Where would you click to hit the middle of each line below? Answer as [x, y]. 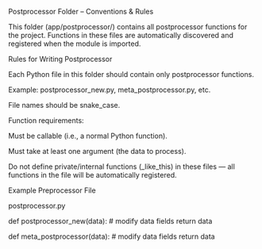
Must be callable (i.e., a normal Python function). [88, 136]
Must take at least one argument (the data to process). [97, 151]
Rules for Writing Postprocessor [60, 59]
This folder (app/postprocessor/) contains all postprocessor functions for [128, 27]
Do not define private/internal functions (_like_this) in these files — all [122, 167]
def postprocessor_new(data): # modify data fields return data [110, 221]
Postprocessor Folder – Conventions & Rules [81, 11]
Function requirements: [46, 121]
